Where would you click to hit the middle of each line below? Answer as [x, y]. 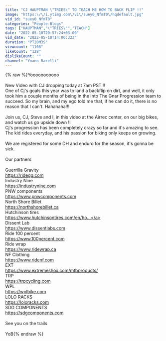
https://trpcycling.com [28, 281]
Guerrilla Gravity [22, 170]
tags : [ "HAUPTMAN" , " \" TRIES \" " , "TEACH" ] [48, 28]
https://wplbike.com [26, 292]
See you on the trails [26, 324]
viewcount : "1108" [24, 47]
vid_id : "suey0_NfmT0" [29, 19]
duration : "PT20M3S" [27, 42]
